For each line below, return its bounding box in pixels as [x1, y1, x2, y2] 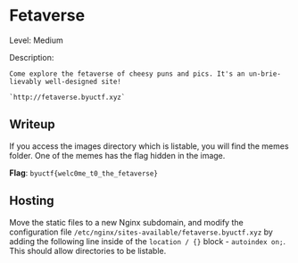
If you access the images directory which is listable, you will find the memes [9, 140, 289, 152]
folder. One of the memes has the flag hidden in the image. [9, 150, 226, 160]
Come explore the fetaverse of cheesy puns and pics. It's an [9, 69, 245, 78]
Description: [9, 52, 54, 62]
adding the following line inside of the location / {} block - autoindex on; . [9, 235, 286, 246]
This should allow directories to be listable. [9, 245, 167, 256]
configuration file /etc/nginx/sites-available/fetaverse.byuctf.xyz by [9, 226, 274, 237]
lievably [9, 77, 42, 86]
